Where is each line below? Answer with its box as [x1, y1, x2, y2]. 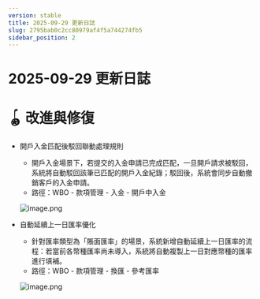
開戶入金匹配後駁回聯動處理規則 [19, 141, 124, 151]
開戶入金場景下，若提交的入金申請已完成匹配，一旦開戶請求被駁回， [31, 159, 253, 168]
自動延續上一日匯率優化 [19, 220, 96, 230]
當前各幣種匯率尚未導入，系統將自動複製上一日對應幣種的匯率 [52, 246, 253, 256]
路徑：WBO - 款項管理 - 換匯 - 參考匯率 [31, 266, 160, 276]
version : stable [8, 11, 61, 20]
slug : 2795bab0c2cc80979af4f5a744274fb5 [8, 26, 143, 34]
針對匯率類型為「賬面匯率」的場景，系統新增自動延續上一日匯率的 [31, 237, 246, 246]
